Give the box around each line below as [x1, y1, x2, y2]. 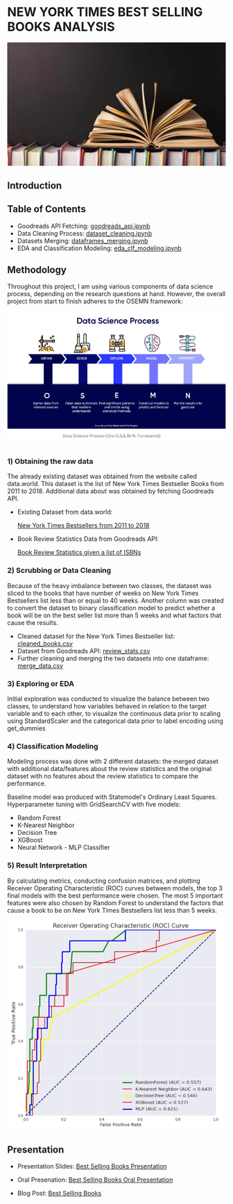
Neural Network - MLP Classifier [17, 843, 110, 852]
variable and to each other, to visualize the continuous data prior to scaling [7, 710, 221, 718]
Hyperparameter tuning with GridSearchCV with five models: [7, 800, 181, 808]
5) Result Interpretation [7, 861, 88, 870]
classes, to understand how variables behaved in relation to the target [7, 702, 207, 710]
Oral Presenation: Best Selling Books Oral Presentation [17, 1175, 173, 1184]
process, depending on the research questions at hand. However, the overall [7, 290, 226, 298]
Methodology [7, 264, 67, 276]
